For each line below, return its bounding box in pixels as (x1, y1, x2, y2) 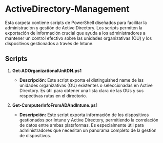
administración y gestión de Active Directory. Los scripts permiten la (5, 24, 143, 30)
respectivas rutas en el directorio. (19, 93, 87, 98)
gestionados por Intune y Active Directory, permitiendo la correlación (19, 117, 159, 123)
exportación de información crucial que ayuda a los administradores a (5, 30, 145, 36)
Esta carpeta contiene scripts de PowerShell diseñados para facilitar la (5, 20, 147, 25)
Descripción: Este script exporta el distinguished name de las (19, 77, 144, 83)
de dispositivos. (19, 132, 51, 138)
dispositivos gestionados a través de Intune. (5, 40, 94, 46)
